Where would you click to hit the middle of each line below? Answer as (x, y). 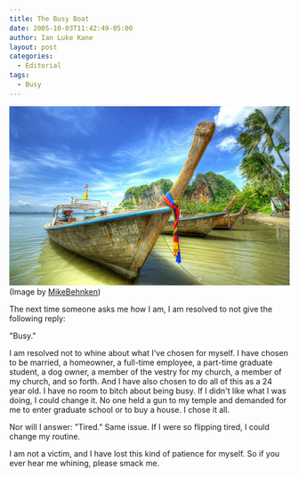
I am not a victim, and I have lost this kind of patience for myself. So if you (145, 453)
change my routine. (45, 436)
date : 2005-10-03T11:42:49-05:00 (71, 28)
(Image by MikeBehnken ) (55, 291)
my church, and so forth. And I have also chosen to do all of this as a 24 (141, 381)
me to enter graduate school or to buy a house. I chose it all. (119, 409)
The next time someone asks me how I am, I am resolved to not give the (141, 309)
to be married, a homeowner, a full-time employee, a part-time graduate (141, 362)
